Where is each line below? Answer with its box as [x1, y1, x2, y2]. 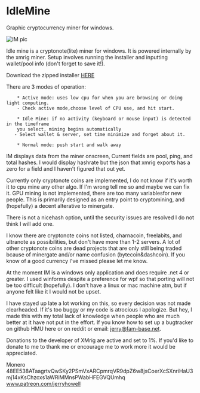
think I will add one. [6, 220, 54, 227]
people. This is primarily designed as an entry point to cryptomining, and [6, 196, 185, 203]
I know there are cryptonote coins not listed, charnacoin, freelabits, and [6, 232, 182, 239]
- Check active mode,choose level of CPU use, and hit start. [17, 105, 175, 111]
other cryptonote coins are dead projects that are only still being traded [6, 244, 182, 252]
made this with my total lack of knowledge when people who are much [6, 312, 180, 319]
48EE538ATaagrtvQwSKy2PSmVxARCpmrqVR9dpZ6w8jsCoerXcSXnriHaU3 [6, 367, 193, 374]
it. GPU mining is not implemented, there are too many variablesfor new [6, 189, 182, 196]
